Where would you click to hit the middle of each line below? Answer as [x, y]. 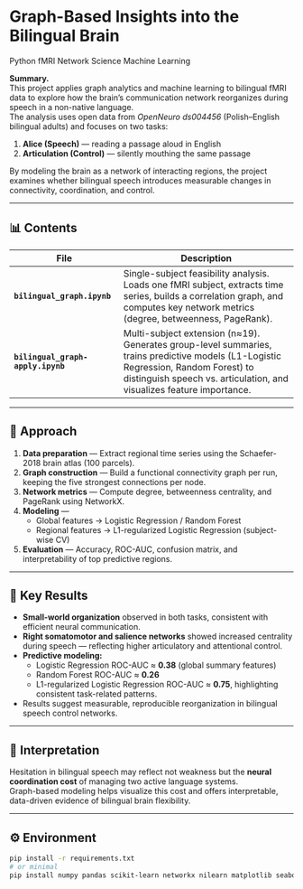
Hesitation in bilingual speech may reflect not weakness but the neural [141, 772]
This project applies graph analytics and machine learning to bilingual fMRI [148, 88]
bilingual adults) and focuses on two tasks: [89, 126]
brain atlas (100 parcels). [89, 463]
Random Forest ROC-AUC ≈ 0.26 [97, 675]
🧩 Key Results [49, 595]
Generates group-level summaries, [197, 344]
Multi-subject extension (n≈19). [192, 333]
